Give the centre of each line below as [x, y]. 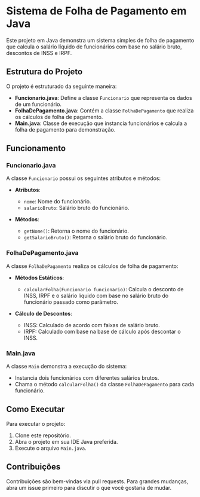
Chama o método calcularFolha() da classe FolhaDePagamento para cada [104, 385]
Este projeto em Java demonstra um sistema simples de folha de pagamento [100, 40]
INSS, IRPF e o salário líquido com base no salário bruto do [96, 295]
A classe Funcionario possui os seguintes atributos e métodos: [84, 178]
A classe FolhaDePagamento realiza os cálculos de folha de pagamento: [92, 266]
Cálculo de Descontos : [44, 313]
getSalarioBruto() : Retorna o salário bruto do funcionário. [96, 237]
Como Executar [36, 409]
